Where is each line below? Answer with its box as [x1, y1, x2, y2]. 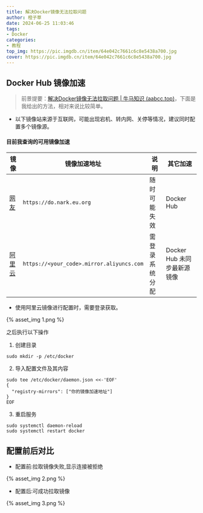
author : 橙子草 [6, 15, 42, 21]
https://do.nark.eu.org [22, 199, 91, 206]
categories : [6, 37, 36, 43]
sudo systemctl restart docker [6, 428, 85, 434]
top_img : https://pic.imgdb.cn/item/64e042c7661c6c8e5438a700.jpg [6, 48, 177, 55]
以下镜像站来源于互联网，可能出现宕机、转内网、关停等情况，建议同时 [14, 116, 190, 123]
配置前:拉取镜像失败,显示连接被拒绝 [14, 463, 103, 470]
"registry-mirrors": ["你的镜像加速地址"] [11, 388, 113, 394]
